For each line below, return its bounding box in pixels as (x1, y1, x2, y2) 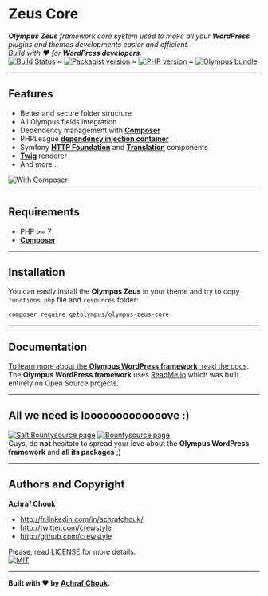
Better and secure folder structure (19, 109, 132, 118)
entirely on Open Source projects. (8, 378, 120, 388)
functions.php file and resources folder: (8, 295, 139, 305)
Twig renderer (19, 151, 68, 160)
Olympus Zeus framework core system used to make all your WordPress (8, 31, 250, 41)
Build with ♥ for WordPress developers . (8, 48, 142, 57)
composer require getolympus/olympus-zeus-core (8, 310, 170, 319)
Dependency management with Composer (19, 125, 161, 135)
